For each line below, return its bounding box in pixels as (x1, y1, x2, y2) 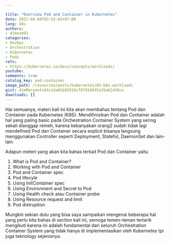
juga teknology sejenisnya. (5, 233, 62, 239)
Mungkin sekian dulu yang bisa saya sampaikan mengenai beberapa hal (5, 211, 156, 218)
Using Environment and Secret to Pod (12, 185, 92, 191)
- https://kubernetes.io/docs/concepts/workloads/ (5, 64, 115, 69)
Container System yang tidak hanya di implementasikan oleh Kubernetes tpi (5, 227, 164, 234)
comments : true (5, 73, 38, 79)
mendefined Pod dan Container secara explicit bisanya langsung (5, 128, 141, 134)
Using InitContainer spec (12, 180, 65, 186)
